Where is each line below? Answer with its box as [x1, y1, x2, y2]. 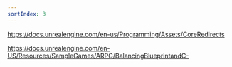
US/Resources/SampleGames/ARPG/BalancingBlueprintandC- [7, 51, 189, 60]
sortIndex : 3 [7, 10, 46, 18]
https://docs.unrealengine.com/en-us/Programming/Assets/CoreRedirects [7, 30, 226, 38]
